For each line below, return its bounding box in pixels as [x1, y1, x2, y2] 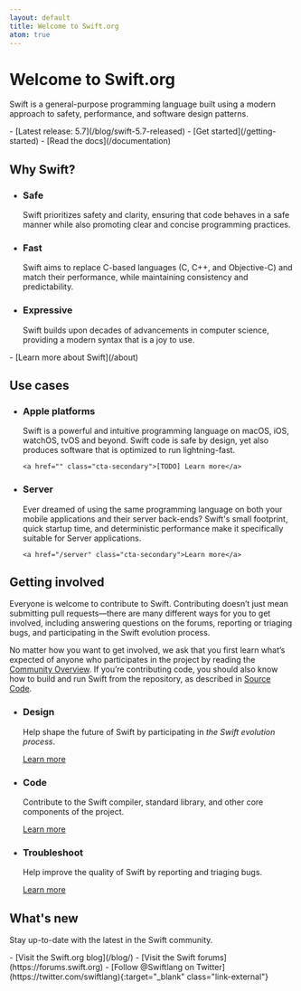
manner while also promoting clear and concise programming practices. [22, 219, 291, 230]
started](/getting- [211, 126, 277, 137]
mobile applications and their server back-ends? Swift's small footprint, [22, 513, 288, 524]
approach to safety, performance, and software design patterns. [9, 109, 249, 119]
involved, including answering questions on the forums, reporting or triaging [9, 618, 293, 628]
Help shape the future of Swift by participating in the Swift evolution [22, 726, 276, 737]
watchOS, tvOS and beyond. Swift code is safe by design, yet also [22, 435, 269, 446]
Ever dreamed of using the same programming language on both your [22, 504, 283, 514]
